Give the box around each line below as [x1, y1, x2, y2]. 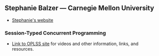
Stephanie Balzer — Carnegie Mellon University [4, 4, 155, 12]
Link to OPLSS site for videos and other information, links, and [11, 41, 139, 47]
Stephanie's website [11, 17, 53, 23]
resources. [11, 46, 34, 52]
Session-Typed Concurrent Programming [4, 29, 106, 36]
